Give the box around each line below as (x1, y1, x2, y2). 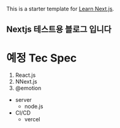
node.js (24, 103, 43, 110)
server (15, 96, 32, 104)
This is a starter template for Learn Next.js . (6, 5, 114, 12)
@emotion (15, 85, 42, 92)
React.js (15, 71, 36, 79)
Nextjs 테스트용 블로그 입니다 (6, 24, 111, 35)
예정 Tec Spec (6, 51, 77, 65)
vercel (24, 116, 40, 123)
